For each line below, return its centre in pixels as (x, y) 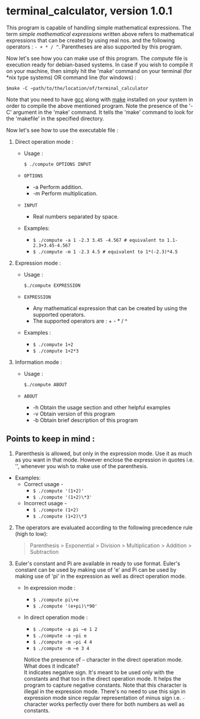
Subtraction (44, 551)
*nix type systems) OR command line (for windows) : (71, 77)
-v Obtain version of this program (74, 414)
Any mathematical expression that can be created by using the (110, 308)
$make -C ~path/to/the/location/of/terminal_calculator (77, 88)
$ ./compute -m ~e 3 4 (61, 648)
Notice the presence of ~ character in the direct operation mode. (103, 659)
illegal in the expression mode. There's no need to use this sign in (104, 691)
